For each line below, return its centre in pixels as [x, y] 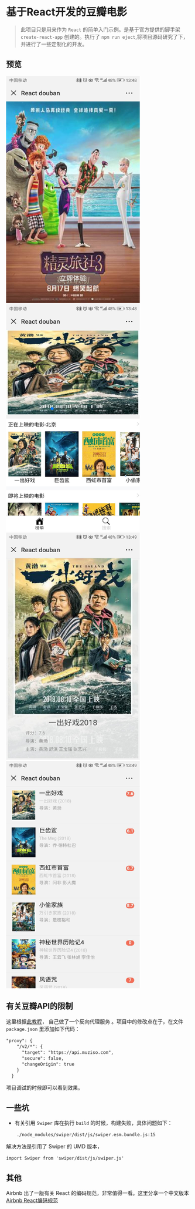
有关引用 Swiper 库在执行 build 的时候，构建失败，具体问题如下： [93, 1123]
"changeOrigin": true [48, 1064]
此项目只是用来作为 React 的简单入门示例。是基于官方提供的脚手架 [100, 29]
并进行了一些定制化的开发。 [54, 44]
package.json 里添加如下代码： [43, 1029]
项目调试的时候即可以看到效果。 [45, 1087]
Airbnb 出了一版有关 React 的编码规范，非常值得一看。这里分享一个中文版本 [97, 1193]
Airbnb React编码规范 [32, 1200]
